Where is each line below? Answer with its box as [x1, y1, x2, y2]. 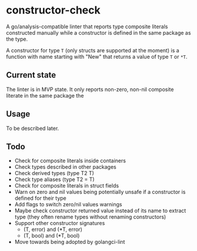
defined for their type [14, 195, 66, 202]
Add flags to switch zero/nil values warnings [14, 201, 122, 208]
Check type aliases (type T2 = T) [14, 176, 95, 183]
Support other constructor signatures [14, 220, 105, 227]
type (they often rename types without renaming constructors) [14, 213, 166, 220]
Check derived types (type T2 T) [14, 170, 94, 177]
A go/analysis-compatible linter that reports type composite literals [6, 23, 168, 30]
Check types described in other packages [14, 163, 116, 170]
